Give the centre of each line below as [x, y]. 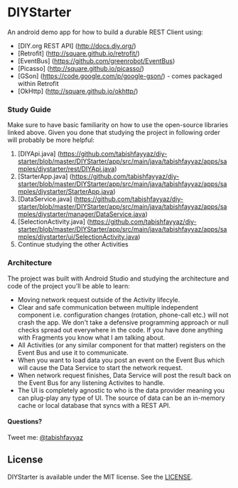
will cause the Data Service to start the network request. [100, 367]
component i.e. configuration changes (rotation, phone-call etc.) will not [123, 315]
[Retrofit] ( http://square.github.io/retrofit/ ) [79, 53]
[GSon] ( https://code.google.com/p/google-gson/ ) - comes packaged [120, 76]
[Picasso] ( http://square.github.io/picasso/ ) [81, 68]
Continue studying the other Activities [73, 244]
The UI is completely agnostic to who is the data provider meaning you [121, 390]
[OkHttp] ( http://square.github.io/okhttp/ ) [78, 91]
